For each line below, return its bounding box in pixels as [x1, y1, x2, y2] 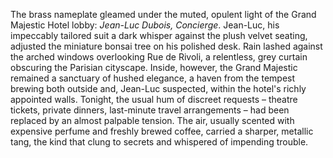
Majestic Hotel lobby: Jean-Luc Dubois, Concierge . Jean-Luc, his [10, 19, 280, 31]
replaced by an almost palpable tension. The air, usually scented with [10, 115, 295, 126]
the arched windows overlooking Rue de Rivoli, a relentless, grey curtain [10, 51, 308, 63]
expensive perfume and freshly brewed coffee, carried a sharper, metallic [10, 125, 314, 137]
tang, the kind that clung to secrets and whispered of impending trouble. [10, 136, 309, 148]
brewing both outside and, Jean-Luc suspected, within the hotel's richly [10, 83, 307, 94]
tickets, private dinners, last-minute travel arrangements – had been [10, 104, 290, 116]
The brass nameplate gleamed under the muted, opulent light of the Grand [10, 9, 317, 20]
